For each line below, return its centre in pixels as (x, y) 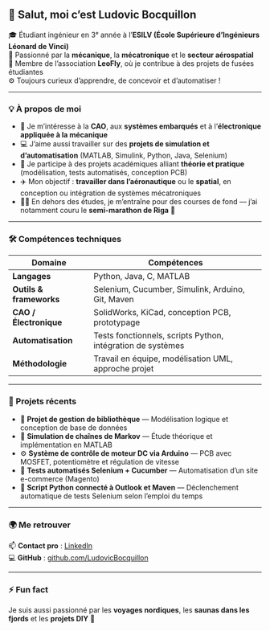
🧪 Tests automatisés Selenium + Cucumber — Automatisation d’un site (139, 470)
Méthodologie (40, 364)
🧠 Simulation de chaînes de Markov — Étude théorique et (116, 436)
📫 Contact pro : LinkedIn (51, 546)
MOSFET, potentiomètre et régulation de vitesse (99, 461)
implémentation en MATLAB (66, 445)
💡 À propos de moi (45, 109)
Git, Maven (114, 300)
